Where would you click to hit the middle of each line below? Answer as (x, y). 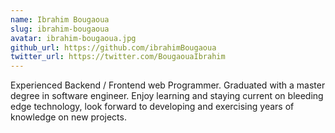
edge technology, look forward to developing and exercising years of (152, 107)
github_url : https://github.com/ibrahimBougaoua (113, 47)
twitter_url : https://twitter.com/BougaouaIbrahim (118, 57)
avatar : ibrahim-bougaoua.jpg (73, 38)
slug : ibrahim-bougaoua (60, 29)
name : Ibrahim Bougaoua (60, 19)
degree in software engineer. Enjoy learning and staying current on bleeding (167, 96)
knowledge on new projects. (68, 117)
